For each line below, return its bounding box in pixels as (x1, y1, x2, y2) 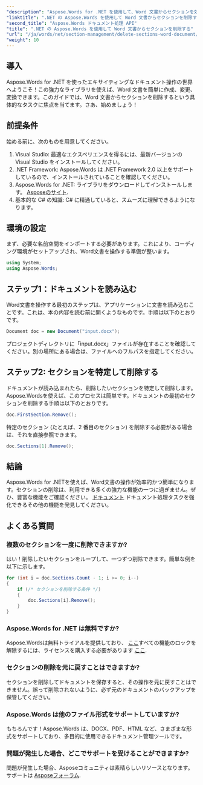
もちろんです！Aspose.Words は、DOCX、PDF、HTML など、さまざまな (6, 725, 187, 732)
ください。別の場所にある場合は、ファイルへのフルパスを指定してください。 (6, 347, 197, 355)
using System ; (6, 260, 42, 266)
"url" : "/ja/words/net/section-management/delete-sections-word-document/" (6, 32, 201, 38)
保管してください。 (6, 693, 54, 701)
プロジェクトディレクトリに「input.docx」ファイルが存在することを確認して (6, 340, 196, 347)
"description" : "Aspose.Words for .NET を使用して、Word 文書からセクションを (6, 8, 195, 15)
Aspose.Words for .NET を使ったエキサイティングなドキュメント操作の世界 (6, 78, 193, 85)
